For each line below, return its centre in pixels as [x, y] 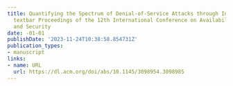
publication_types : [35, 46]
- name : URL [24, 65]
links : [17, 59]
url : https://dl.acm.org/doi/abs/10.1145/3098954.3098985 [99, 71]
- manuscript [26, 53]
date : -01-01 [26, 33]
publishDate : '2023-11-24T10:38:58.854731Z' [72, 40]
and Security [32, 26]
